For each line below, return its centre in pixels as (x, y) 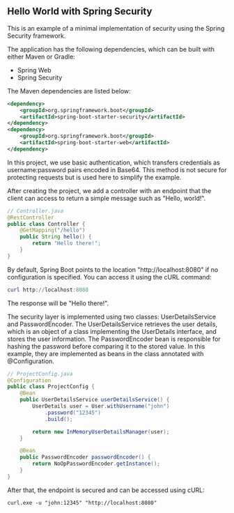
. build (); (58, 419)
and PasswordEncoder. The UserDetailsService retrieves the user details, (112, 324)
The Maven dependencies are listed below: (69, 91)
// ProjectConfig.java (40, 374)
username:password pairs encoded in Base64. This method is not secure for (117, 169)
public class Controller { (46, 224)
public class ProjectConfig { (51, 387)
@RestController (31, 217)
